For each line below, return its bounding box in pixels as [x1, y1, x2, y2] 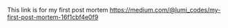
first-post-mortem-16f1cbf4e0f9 [7, 13, 99, 21]
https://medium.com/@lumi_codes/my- [109, 6, 221, 14]
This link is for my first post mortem [7, 6, 108, 14]
